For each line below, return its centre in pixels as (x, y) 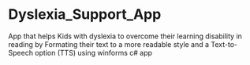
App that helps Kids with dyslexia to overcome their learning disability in (125, 36)
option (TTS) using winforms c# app (93, 52)
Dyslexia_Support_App (85, 14)
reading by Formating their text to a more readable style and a (109, 44)
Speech (21, 52)
